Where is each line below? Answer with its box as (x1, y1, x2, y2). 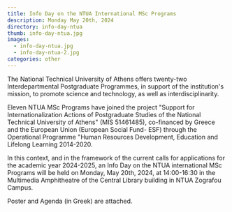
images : (7, 36, 30, 43)
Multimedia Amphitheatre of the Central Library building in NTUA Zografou (7, 176, 222, 184)
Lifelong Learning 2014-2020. (7, 140, 93, 149)
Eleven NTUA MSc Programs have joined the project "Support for (7, 103, 195, 112)
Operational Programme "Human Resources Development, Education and (7, 132, 219, 141)
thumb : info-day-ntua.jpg (7, 29, 82, 37)
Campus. (7, 183, 34, 192)
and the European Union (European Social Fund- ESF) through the (7, 125, 197, 133)
